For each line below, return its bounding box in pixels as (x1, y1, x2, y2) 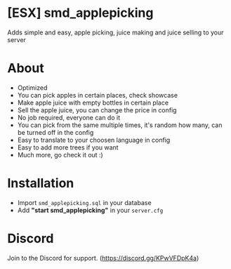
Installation (7, 176, 74, 191)
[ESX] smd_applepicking (7, 5, 154, 21)
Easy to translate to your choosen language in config (17, 136, 171, 144)
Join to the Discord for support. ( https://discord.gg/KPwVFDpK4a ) (7, 254, 199, 262)
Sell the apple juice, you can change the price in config (17, 105, 177, 114)
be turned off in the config (17, 128, 94, 136)
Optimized (17, 83, 48, 92)
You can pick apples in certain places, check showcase (17, 91, 178, 99)
